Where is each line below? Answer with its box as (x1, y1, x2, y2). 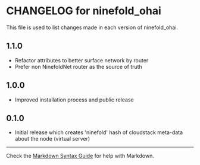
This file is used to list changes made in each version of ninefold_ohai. (6, 24, 179, 31)
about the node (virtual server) (14, 135, 90, 142)
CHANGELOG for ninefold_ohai (6, 4, 162, 18)
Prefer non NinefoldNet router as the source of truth (14, 63, 143, 70)
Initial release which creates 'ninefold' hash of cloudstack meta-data (14, 129, 183, 136)
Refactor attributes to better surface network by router (14, 56, 149, 64)
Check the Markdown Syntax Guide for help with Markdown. (6, 153, 155, 160)
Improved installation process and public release (14, 96, 134, 103)
